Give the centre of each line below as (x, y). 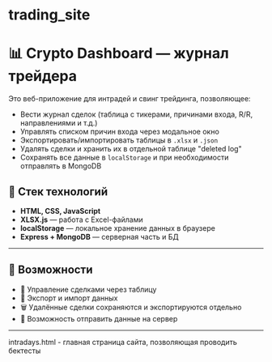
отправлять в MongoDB (61, 166)
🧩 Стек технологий (58, 192)
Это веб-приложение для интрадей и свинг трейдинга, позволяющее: (130, 99)
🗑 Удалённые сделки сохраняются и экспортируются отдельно (131, 307)
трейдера (43, 77)
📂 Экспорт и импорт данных (69, 298)
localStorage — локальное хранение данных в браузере (118, 228)
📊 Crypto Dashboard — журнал (119, 53)
